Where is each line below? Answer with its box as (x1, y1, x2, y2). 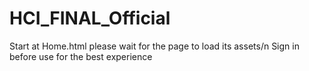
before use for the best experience (9, 50, 153, 62)
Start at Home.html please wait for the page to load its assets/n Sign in (9, 40, 300, 52)
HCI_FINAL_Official (9, 7, 171, 30)
